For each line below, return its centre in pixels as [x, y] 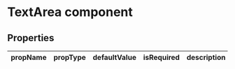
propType [70, 58]
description [206, 58]
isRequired [162, 58]
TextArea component [70, 12]
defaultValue [114, 58]
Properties [31, 38]
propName [29, 58]
